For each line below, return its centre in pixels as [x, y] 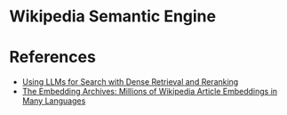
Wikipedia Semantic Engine [112, 16]
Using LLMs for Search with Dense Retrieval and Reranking [130, 82]
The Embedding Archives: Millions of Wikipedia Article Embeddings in [150, 92]
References [52, 57]
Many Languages [54, 101]
